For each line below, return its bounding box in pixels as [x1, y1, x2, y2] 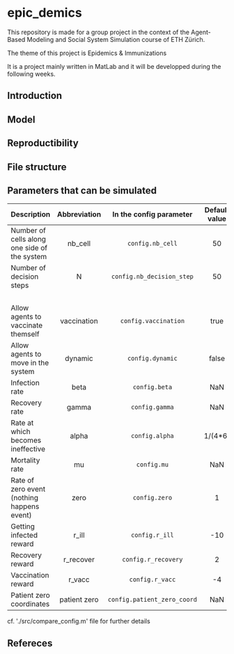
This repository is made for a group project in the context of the [7, 28, 190, 36]
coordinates [10, 599, 50, 609]
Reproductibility [7, 137, 79, 149]
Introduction [7, 90, 63, 102]
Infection [10, 378, 40, 388]
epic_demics [7, 5, 82, 21]
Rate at [10, 418, 34, 428]
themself [10, 329, 40, 339]
